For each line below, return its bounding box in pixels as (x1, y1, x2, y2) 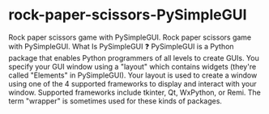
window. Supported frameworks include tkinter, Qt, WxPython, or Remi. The (8, 87, 261, 97)
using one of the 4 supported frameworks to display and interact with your (8, 78, 257, 88)
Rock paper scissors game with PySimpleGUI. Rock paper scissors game (8, 32, 252, 42)
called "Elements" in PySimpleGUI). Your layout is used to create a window (8, 70, 258, 80)
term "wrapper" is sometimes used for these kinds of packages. (8, 95, 223, 106)
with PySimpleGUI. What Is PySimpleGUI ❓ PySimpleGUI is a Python (8, 41, 234, 51)
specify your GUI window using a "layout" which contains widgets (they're (8, 61, 257, 71)
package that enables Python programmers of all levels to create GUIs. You (8, 53, 259, 62)
